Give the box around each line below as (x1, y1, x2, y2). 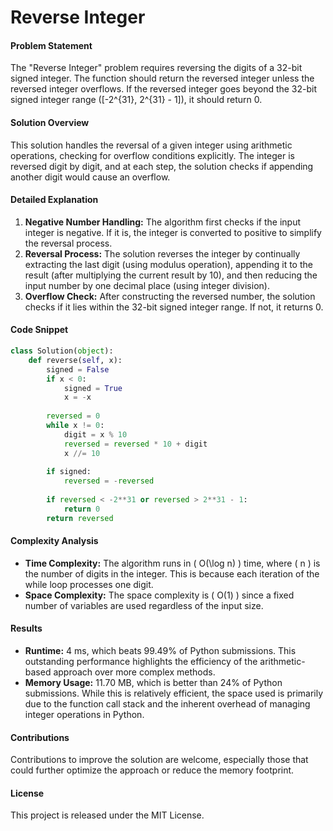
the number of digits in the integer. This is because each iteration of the (24, 567, 320, 580)
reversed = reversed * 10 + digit (63, 439, 208, 449)
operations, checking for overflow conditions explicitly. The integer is (10, 149, 295, 161)
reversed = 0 (46, 411, 101, 421)
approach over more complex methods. (53, 666, 216, 678)
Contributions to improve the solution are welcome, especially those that (10, 754, 309, 766)
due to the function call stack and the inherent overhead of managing (24, 698, 311, 710)
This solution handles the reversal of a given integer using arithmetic (10, 139, 293, 151)
